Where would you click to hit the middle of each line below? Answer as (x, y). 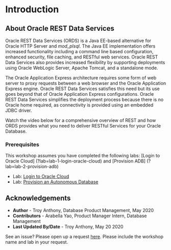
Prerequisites (22, 144)
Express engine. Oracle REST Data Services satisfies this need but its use (82, 89)
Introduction (32, 9)
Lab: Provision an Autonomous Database (55, 182)
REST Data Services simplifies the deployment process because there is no (84, 99)
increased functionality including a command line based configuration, (79, 51)
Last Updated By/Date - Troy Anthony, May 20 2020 (68, 227)
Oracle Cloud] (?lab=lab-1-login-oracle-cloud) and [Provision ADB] (76, 161)
